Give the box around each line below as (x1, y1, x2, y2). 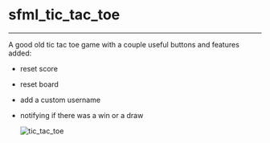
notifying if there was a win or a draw (19, 110, 144, 120)
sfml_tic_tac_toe (8, 6, 121, 24)
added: (8, 48, 32, 58)
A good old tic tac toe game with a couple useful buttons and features (8, 39, 239, 49)
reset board (19, 79, 59, 89)
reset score (19, 63, 59, 73)
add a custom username (19, 95, 101, 104)
